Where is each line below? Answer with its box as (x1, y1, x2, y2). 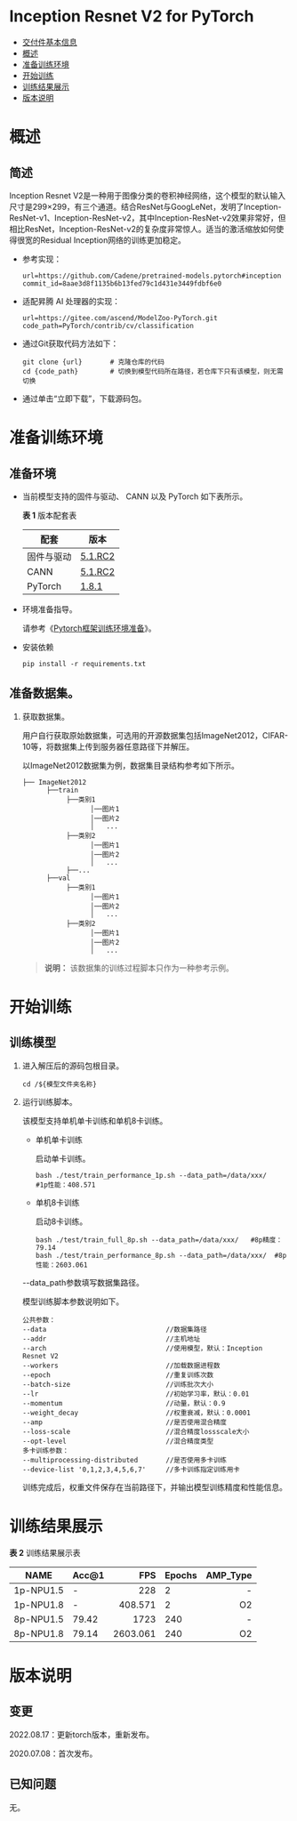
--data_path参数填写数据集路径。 (21, 1277, 144, 1287)
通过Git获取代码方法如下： (21, 338, 119, 349)
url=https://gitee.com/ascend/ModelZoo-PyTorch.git (21, 313, 218, 322)
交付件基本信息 (21, 36, 77, 47)
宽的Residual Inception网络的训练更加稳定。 (24, 234, 187, 246)
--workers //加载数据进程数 (21, 1361, 221, 1370)
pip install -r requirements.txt (21, 659, 147, 668)
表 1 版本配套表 (21, 510, 77, 520)
